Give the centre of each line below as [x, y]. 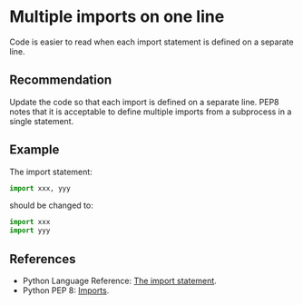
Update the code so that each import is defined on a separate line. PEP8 [144, 102]
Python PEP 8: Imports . [66, 290]
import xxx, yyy [40, 188]
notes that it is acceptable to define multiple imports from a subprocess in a [151, 112]
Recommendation [60, 80]
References [43, 259]
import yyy [30, 231]
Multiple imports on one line [117, 17]
